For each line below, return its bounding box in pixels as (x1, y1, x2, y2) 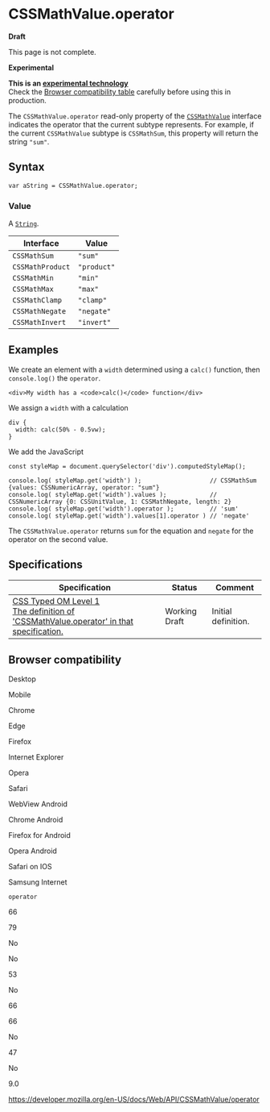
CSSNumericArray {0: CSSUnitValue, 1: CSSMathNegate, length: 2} (8, 498, 231, 506)
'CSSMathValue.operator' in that (12, 615, 134, 627)
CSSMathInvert (12, 318, 67, 327)
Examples (8, 344, 59, 357)
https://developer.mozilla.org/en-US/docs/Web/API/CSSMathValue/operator (8, 1094, 260, 1105)
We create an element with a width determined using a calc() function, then (8, 364, 260, 374)
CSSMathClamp (12, 296, 63, 305)
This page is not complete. (8, 47, 96, 56)
